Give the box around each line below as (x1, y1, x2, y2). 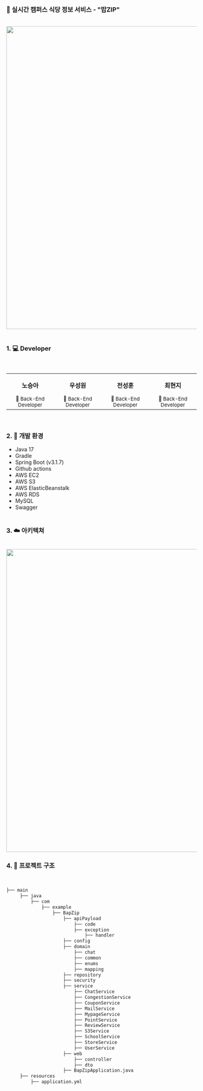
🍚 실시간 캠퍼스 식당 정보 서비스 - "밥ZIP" (6, 5, 120, 13)
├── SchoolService (73, 1034, 120, 1040)
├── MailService (73, 1006, 115, 1012)
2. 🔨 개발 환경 (6, 431, 43, 440)
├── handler (84, 932, 115, 938)
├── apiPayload (63, 915, 101, 921)
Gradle (14, 452, 32, 459)
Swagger (14, 503, 38, 511)
